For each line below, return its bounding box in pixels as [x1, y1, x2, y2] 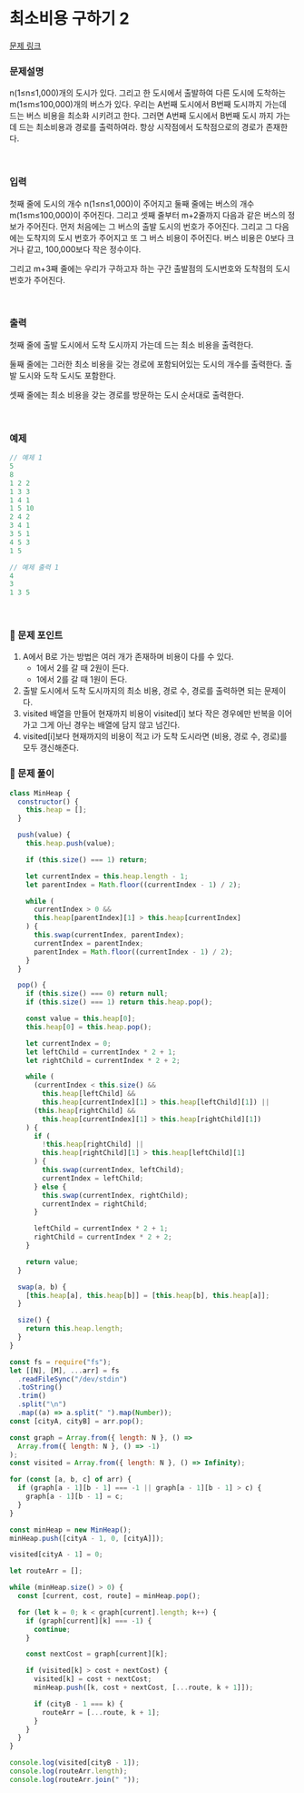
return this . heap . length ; [25, 1324, 124, 1333]
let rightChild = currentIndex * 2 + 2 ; [25, 1056, 181, 1065]
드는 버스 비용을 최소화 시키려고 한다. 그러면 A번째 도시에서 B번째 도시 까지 [9, 110, 274, 121]
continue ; [33, 1625, 71, 1634]
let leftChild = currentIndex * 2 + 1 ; [25, 1048, 177, 1057]
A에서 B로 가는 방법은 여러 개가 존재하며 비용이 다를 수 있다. [22, 652, 234, 663]
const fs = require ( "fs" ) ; [9, 1357, 112, 1366]
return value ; [25, 1257, 79, 1266]
